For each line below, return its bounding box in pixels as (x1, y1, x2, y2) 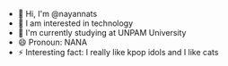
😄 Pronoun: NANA (17, 37, 88, 47)
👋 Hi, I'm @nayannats (17, 9, 98, 19)
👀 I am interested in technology (17, 18, 134, 29)
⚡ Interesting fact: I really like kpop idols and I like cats (17, 47, 219, 57)
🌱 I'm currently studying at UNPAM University (17, 28, 187, 37)
